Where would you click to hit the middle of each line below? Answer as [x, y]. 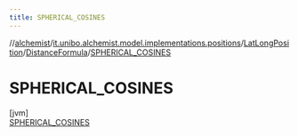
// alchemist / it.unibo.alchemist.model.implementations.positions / [127, 43]
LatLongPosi [266, 43]
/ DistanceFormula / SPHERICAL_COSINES [97, 52]
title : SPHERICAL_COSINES [57, 17]
